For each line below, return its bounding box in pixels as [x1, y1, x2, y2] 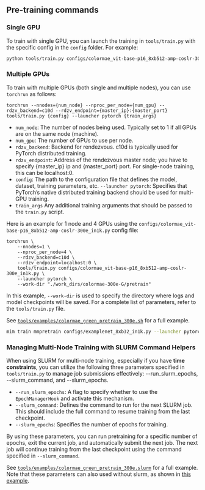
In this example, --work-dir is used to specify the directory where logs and [6, 292, 195, 299]
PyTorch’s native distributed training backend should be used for [15, 188, 178, 196]
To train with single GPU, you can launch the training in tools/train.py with [6, 37, 196, 45]
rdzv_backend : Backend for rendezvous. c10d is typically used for [15, 143, 179, 150]
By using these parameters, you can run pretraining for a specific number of [6, 432, 198, 440]
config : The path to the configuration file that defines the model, [15, 176, 178, 183]
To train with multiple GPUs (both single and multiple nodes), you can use [6, 84, 191, 91]
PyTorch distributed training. [15, 149, 87, 157]
